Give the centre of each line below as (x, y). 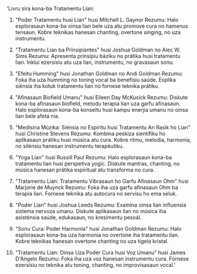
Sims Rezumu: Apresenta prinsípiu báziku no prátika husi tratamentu (98, 56)
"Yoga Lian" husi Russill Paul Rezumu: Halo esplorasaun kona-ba (94, 157)
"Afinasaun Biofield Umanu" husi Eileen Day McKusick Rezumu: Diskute (101, 97)
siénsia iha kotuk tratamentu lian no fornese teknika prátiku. (87, 86)
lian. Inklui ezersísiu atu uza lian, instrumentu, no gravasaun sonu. (95, 62)
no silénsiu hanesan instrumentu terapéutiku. (69, 146)
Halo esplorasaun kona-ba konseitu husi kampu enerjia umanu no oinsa (101, 110)
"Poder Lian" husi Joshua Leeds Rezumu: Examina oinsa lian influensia (101, 205)
